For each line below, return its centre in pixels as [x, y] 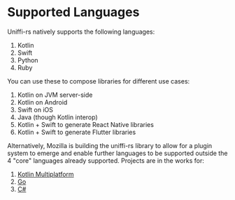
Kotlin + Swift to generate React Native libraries [85, 124]
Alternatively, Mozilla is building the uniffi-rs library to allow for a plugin [110, 145]
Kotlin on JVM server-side [55, 95]
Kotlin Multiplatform [46, 174]
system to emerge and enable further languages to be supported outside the [117, 153]
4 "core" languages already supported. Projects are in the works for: [106, 160]
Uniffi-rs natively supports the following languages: [81, 32]
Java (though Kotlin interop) [57, 117]
